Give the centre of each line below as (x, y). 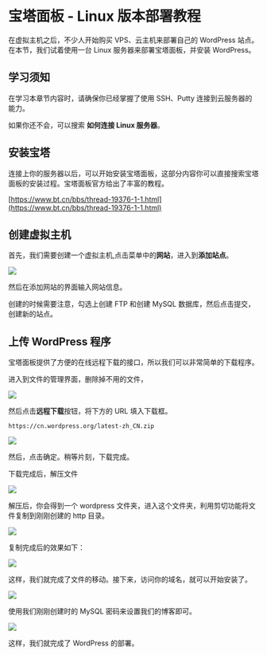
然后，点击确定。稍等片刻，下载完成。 (71, 457)
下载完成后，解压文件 (43, 474)
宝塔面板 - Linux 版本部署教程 (104, 16)
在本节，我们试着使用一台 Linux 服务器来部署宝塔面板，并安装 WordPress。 (132, 49)
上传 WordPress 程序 (60, 341)
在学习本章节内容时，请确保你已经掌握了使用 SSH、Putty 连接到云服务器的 (130, 98)
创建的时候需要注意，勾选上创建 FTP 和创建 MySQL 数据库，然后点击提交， (132, 304)
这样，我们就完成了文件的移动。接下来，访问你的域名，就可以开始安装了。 (130, 579)
